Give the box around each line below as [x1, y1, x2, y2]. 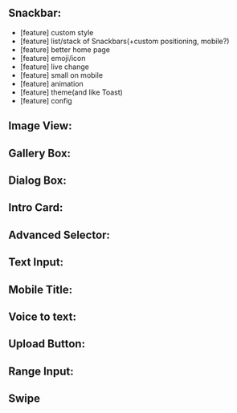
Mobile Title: [8, 282, 73, 296]
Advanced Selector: [8, 228, 111, 241]
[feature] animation [19, 79, 84, 88]
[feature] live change [19, 62, 90, 71]
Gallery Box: [8, 146, 71, 160]
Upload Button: [8, 337, 86, 351]
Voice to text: [8, 310, 76, 323]
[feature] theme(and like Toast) [19, 87, 123, 97]
